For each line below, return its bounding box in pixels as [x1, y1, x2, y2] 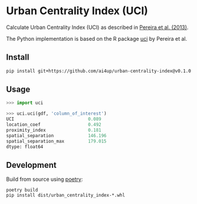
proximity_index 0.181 [6, 127, 101, 133]
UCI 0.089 [6, 116, 101, 122]
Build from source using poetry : [6, 176, 83, 183]
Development [6, 160, 57, 170]
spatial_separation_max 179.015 [6, 138, 107, 144]
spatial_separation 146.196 [6, 132, 107, 138]
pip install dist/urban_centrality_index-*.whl [6, 192, 126, 199]
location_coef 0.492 [6, 122, 101, 128]
